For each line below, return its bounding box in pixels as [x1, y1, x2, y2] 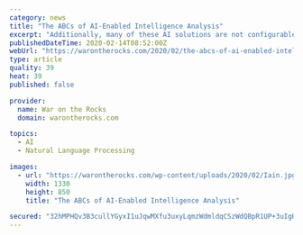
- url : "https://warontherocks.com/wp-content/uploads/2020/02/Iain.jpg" [17, 170, 300, 180]
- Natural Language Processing [17, 146, 135, 156]
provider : [9, 96, 47, 105]
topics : [9, 130, 39, 139]
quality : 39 [9, 64, 54, 73]
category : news [9, 13, 67, 23]
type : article [9, 55, 63, 64]
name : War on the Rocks [17, 104, 106, 113]
